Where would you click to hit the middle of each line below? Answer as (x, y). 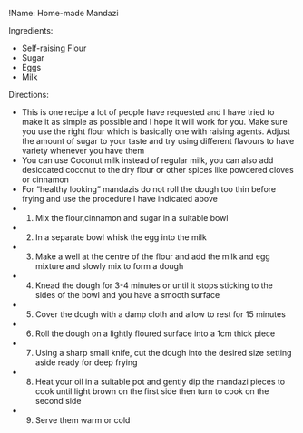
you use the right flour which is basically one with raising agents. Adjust (156, 131)
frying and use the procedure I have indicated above (120, 199)
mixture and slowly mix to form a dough (109, 266)
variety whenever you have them (83, 150)
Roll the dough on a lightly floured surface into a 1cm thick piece (155, 333)
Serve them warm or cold (83, 420)
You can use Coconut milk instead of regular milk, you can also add (147, 160)
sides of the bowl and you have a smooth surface (127, 295)
